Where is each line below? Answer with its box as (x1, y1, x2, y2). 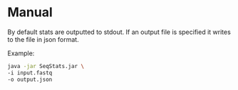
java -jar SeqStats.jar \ (7, 62, 84, 69)
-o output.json (7, 76, 53, 83)
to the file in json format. (7, 35, 80, 43)
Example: (7, 49, 35, 57)
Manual (7, 4, 53, 21)
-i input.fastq (7, 69, 53, 77)
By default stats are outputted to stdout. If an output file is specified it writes (7, 28, 232, 36)
